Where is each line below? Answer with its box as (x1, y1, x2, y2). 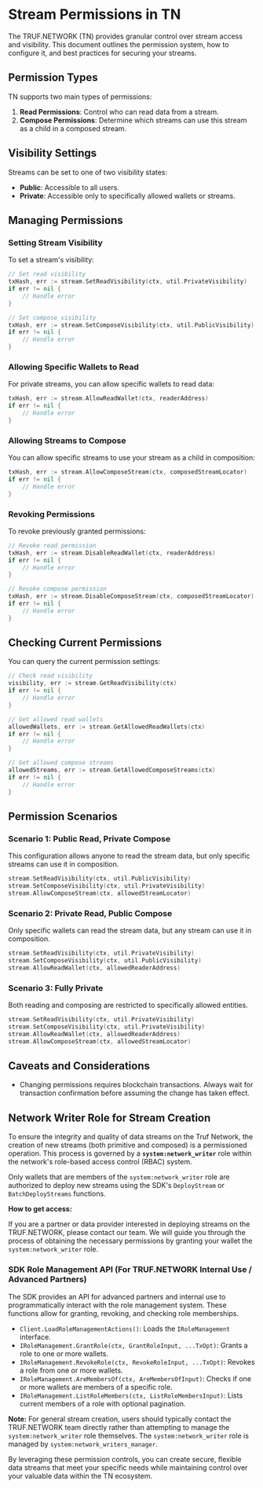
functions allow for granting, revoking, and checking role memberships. (8, 1308, 239, 1318)
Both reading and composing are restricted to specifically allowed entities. (8, 1000, 249, 1010)
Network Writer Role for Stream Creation (8, 1111, 211, 1124)
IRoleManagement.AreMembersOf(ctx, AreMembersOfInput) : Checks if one (19, 1373, 252, 1384)
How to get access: (8, 1204, 72, 1214)
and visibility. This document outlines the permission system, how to (8, 39, 229, 49)
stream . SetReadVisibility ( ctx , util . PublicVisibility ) (8, 874, 192, 883)
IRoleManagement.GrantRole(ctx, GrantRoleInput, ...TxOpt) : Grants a (19, 1340, 249, 1350)
